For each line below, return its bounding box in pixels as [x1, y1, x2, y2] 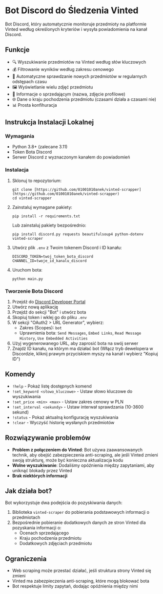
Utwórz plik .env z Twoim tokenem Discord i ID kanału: [12, 245, 122, 251]
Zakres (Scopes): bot [19, 325, 62, 331]
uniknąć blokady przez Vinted [12, 467, 72, 473]
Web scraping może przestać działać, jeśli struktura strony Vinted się [12, 568, 151, 573]
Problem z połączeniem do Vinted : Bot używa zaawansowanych [12, 447, 143, 453]
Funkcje [5, 46, 30, 54]
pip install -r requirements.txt [12, 213, 81, 219]
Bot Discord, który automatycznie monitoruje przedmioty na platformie [5, 21, 147, 27]
